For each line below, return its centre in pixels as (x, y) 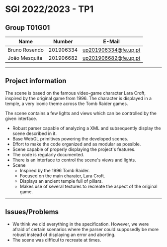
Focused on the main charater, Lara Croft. (62, 176)
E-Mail (112, 42)
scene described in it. (35, 133)
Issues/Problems (32, 212)
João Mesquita (25, 58)
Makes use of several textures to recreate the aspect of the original (88, 186)
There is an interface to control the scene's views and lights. (74, 160)
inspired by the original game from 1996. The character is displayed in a (79, 98)
